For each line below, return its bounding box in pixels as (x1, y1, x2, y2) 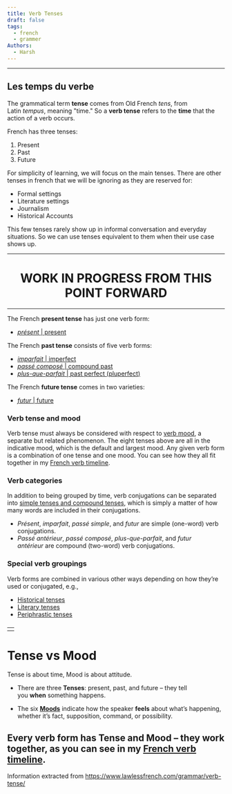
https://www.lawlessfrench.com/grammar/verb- (85, 772, 222, 780)
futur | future (17, 396, 54, 405)
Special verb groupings (7, 559, 88, 569)
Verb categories (7, 475, 63, 485)
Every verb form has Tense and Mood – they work (7, 732, 225, 744)
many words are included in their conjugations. (7, 506, 141, 515)
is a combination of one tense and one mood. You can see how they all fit (7, 451, 216, 459)
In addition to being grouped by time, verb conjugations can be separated (7, 492, 217, 500)
